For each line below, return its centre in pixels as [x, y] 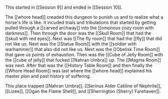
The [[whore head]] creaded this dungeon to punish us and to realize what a [84, 17]
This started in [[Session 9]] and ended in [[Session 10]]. [64, 7]
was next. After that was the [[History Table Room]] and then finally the [79, 65]
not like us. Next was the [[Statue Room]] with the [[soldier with [71, 44]
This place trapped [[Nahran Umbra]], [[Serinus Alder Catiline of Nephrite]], [83, 86]
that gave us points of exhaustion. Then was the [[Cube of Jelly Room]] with [84, 55]
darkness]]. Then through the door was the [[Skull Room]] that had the [78, 33]
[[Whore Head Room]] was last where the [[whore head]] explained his [79, 71]
